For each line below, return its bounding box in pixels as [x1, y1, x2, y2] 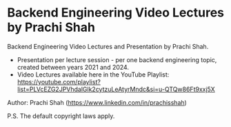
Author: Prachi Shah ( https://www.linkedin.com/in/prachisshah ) [7, 98, 188, 106]
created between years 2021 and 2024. [17, 63, 130, 71]
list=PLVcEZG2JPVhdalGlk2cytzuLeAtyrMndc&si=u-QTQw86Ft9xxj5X [17, 85, 215, 93]
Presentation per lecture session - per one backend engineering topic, [17, 55, 217, 63]
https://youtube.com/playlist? [17, 77, 101, 86]
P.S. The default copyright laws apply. [7, 112, 115, 120]
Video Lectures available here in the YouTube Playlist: [17, 70, 170, 79]
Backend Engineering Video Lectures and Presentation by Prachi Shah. [7, 42, 209, 50]
